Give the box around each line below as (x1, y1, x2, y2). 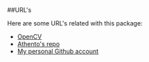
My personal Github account (17, 48, 99, 55)
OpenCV (17, 32, 42, 41)
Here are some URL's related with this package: (7, 19, 143, 27)
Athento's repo (17, 40, 60, 48)
